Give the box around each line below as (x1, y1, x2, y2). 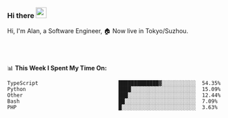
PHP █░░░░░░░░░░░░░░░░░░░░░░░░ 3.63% (7, 104, 218, 111)
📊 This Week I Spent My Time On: (7, 64, 107, 72)
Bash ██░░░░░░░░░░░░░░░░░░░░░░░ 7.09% (7, 98, 218, 105)
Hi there (7, 10, 35, 20)
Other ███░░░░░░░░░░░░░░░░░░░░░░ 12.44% (7, 92, 221, 99)
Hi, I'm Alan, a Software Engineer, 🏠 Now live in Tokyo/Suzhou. (7, 27, 189, 35)
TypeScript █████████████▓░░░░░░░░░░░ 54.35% (7, 80, 221, 87)
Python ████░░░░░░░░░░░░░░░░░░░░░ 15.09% (7, 86, 221, 93)
